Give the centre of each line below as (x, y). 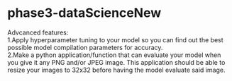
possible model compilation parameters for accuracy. (85, 47)
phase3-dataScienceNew (84, 13)
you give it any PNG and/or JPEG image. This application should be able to (116, 62)
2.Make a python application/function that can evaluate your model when (114, 55)
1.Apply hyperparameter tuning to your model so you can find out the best (115, 39)
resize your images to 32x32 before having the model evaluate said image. (116, 70)
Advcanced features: (38, 32)
